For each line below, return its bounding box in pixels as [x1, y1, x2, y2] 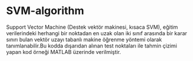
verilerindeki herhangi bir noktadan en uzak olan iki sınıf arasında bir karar [6, 29, 188, 36]
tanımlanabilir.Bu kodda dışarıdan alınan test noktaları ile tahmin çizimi [6, 42, 177, 49]
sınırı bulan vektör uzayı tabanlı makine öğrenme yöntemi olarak [6, 36, 162, 43]
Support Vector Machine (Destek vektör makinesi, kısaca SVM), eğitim [6, 23, 178, 30]
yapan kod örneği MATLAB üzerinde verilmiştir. [6, 48, 121, 55]
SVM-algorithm [6, 4, 84, 18]
